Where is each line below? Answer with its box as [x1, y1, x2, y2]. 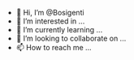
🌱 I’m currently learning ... [15, 25, 103, 34]
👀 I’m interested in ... [15, 16, 85, 26]
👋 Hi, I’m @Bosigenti [15, 8, 84, 17]
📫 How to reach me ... [15, 43, 92, 52]
